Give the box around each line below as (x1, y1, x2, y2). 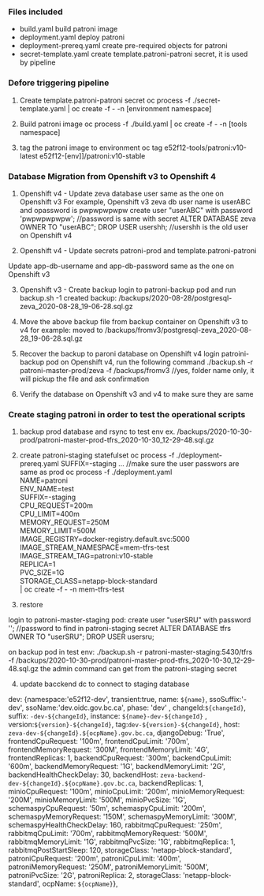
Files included (8, 6, 63, 17)
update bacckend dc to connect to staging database (19, 679, 190, 689)
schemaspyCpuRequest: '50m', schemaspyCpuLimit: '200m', (8, 804, 206, 813)
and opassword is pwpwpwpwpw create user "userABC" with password (19, 205, 254, 215)
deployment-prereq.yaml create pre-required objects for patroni (19, 41, 228, 50)
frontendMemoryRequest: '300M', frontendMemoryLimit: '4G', (8, 745, 210, 755)
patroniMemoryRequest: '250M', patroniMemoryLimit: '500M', (8, 862, 210, 872)
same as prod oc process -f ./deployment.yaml (19, 468, 173, 477)
